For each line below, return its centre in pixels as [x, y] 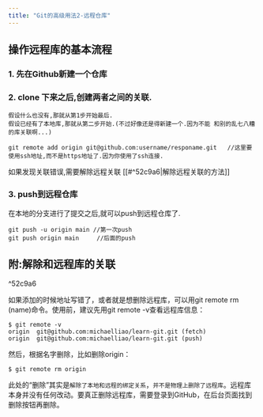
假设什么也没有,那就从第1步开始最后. [60, 116]
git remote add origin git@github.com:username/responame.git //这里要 [130, 148]
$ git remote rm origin [47, 370]
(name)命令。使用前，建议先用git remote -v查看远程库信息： [107, 310]
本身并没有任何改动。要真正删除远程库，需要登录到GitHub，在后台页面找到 [130, 395]
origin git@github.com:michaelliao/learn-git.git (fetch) [107, 332]
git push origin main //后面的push [72, 238]
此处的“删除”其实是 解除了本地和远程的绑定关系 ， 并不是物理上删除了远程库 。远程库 [130, 385]
